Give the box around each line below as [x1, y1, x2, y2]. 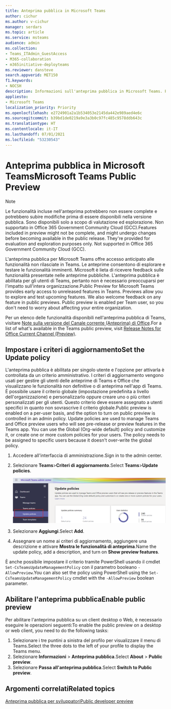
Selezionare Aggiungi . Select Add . [12, 528, 84, 534]
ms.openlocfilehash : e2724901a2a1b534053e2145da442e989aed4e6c [5, 110, 142, 116]
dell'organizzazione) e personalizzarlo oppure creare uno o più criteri [5, 394, 151, 400]
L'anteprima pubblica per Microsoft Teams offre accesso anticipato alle [5, 256, 154, 262]
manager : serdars [5, 24, 42, 30]
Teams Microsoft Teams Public [5, 171, 136, 182]
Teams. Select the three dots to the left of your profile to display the [12, 642, 154, 649]
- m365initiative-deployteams [5, 62, 70, 67]
